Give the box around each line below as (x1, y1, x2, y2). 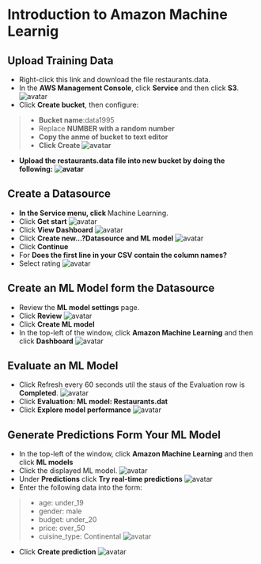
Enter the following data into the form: (18, 483, 143, 492)
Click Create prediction (18, 547, 96, 557)
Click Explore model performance (18, 405, 131, 414)
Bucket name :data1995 (38, 115, 115, 124)
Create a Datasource (7, 187, 112, 201)
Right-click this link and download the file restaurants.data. (18, 75, 211, 84)
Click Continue (18, 241, 69, 251)
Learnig (7, 22, 59, 40)
